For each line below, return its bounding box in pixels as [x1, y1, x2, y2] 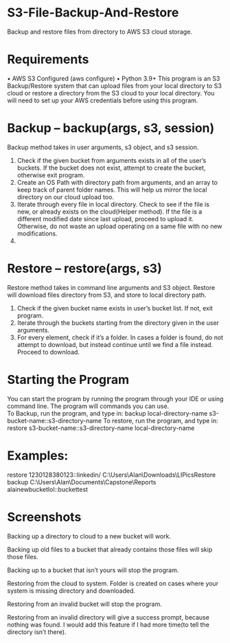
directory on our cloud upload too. [16, 192, 115, 201]
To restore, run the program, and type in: [102, 416, 218, 425]
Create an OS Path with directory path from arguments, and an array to [16, 178, 218, 186]
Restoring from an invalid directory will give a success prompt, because [7, 613, 209, 621]
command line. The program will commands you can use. [7, 402, 170, 410]
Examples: [7, 448, 69, 463]
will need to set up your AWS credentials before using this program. [7, 96, 198, 104]
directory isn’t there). [7, 627, 67, 636]
